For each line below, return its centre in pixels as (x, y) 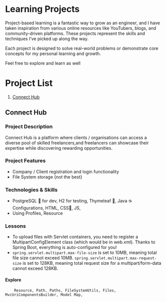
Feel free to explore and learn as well (43, 63)
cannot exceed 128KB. (35, 268)
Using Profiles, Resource (37, 213)
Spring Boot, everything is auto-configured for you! (65, 247)
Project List (29, 83)
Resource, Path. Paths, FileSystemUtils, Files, (65, 290)
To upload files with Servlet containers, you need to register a (75, 237)
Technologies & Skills (31, 189)
